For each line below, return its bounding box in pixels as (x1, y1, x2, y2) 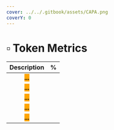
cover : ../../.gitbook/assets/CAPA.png (6, 9, 108, 15)
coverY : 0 (6, 15, 32, 21)
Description (9, 63, 45, 72)
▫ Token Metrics (6, 41, 88, 55)
